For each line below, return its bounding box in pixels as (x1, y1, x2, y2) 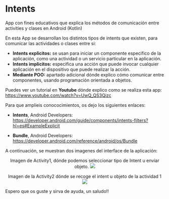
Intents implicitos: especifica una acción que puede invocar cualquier (12, 61, 159, 67)
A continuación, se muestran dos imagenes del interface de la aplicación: (5, 147, 158, 153)
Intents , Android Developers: (12, 112, 73, 118)
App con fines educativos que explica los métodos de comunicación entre (5, 20, 159, 26)
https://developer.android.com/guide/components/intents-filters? (12, 117, 148, 123)
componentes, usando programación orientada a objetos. (12, 77, 132, 83)
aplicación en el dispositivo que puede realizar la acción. (12, 66, 131, 72)
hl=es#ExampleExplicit (12, 123, 60, 129)
